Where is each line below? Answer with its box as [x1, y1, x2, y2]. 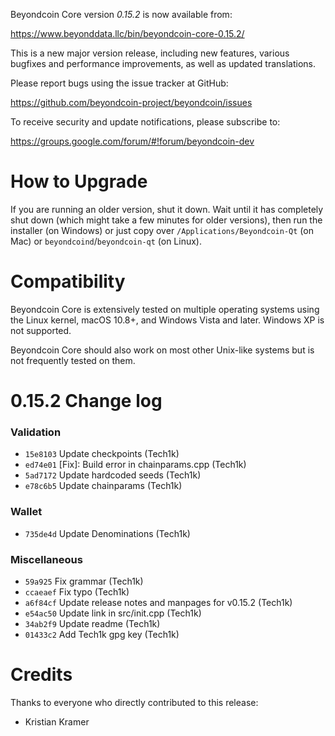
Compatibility [10, 270, 126, 293]
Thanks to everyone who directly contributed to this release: [10, 696, 259, 708]
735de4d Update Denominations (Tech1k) [24, 527, 191, 539]
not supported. [10, 324, 72, 336]
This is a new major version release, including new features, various [10, 47, 290, 59]
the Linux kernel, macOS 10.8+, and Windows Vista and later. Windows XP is [10, 314, 325, 326]
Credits [10, 664, 73, 686]
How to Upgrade [10, 170, 148, 193]
